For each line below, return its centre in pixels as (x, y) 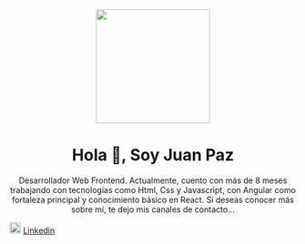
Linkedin (39, 230)
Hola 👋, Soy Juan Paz (153, 155)
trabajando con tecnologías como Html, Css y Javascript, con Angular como (153, 189)
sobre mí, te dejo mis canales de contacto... (153, 209)
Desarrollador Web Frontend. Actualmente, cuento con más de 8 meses (153, 180)
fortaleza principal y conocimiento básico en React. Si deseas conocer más (153, 199)
